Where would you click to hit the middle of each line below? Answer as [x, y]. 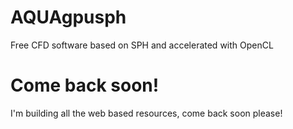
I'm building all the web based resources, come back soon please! [146, 113]
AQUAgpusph [68, 17]
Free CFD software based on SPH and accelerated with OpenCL [142, 45]
